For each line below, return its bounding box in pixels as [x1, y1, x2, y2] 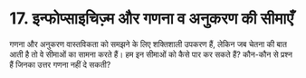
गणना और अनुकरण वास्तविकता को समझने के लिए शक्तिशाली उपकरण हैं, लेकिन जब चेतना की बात [9, 38, 288, 49]
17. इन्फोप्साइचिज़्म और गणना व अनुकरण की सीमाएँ [9, 8, 294, 29]
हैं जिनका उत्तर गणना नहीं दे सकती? [9, 59, 111, 70]
